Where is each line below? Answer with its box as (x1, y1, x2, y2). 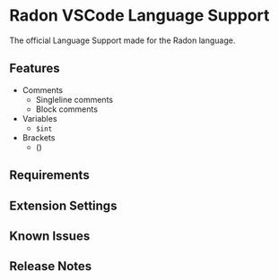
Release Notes (9, 259, 92, 274)
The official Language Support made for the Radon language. (9, 35, 236, 46)
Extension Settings (9, 198, 118, 213)
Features (9, 61, 60, 76)
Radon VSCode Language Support (9, 5, 270, 26)
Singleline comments (35, 94, 114, 105)
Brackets (22, 132, 56, 143)
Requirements (9, 167, 90, 183)
